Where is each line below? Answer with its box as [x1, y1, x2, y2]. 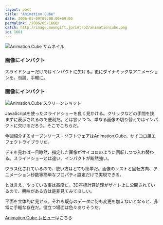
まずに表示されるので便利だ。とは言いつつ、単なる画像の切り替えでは [5, 116, 145, 122]
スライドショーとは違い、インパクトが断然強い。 [13, 155, 112, 161]
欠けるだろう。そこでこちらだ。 [18, 122, 81, 129]
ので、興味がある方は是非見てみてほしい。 [9, 188, 95, 194]
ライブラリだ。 [21, 139, 52, 145]
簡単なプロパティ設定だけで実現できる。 [43, 172, 124, 177]
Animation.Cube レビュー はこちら [5, 214, 72, 221]
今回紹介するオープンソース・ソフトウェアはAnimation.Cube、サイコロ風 [5, 133, 152, 139]
